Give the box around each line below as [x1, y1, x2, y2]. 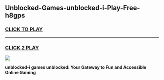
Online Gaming [5, 69, 36, 75]
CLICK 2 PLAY [5, 44, 39, 51]
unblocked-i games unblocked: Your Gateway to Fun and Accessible [5, 64, 146, 70]
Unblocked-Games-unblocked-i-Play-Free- [5, 4, 140, 12]
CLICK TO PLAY [5, 26, 43, 33]
